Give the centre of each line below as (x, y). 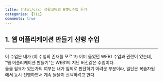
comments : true (20, 18)
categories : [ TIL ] (24, 14)
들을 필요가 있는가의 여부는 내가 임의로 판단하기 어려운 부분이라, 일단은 (72, 69)
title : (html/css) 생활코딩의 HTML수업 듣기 (46, 9)
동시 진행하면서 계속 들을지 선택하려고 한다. (55, 75)
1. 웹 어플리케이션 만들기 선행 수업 (52, 39)
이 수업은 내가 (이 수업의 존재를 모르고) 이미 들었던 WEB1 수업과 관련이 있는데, (79, 57)
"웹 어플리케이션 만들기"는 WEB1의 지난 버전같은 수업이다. (60, 63)
